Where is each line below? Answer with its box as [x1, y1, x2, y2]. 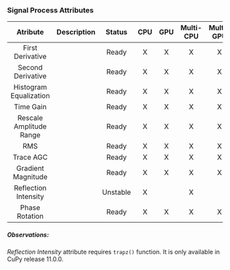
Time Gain [13, 102, 47, 111]
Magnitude [12, 172, 48, 182]
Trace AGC [12, 152, 48, 162]
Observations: [7, 230, 49, 239]
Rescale [17, 113, 43, 123]
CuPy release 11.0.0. [7, 255, 64, 263]
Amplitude [13, 122, 47, 131]
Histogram [13, 83, 47, 92]
